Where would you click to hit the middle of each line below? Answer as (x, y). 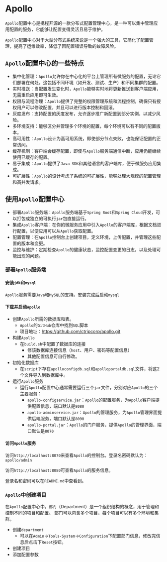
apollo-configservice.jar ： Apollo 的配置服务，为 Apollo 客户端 (91, 400)
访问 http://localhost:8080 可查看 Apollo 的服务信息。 (59, 470)
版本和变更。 (34, 243)
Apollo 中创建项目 (26, 495)
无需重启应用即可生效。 (36, 95)
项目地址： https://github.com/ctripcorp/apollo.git (70, 331)
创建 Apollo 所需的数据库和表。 (43, 319)
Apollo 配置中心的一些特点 (45, 63)
